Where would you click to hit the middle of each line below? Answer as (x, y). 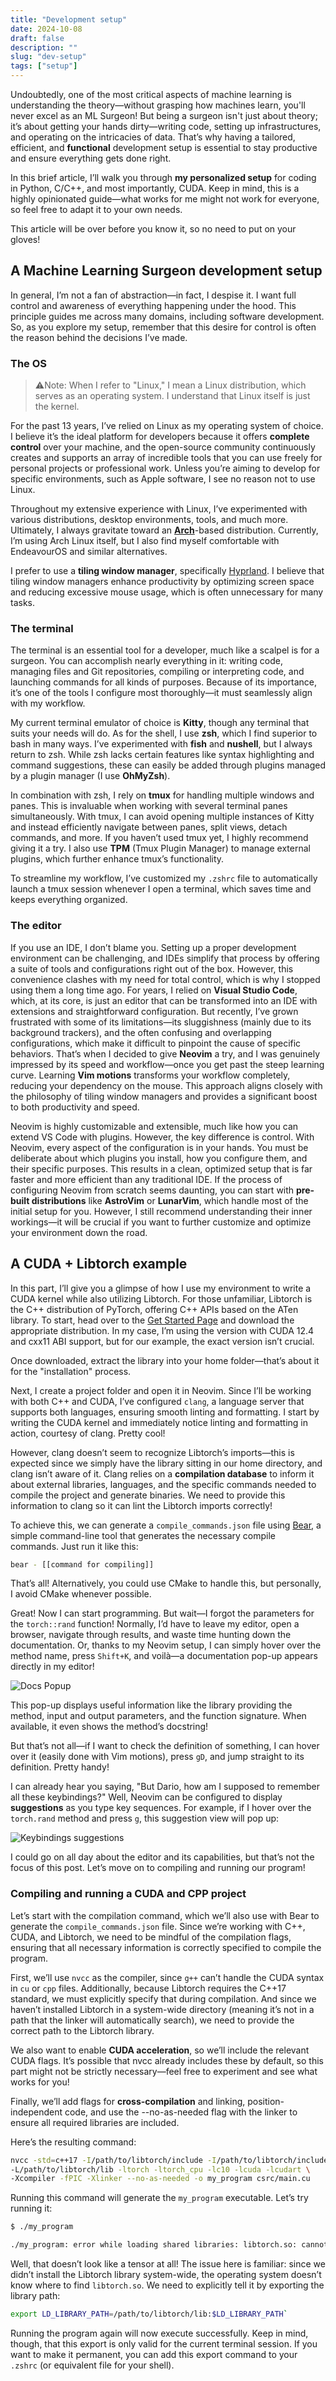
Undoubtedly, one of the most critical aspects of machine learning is (151, 94)
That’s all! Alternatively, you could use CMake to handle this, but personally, (166, 1583)
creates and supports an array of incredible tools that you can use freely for (166, 458)
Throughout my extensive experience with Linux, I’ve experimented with (159, 509)
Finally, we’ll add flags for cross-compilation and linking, (128, 2101)
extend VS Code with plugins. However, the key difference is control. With (162, 1137)
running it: (31, 2208)
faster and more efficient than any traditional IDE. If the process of (146, 1179)
